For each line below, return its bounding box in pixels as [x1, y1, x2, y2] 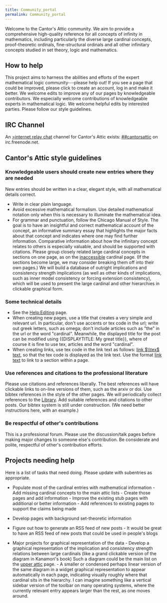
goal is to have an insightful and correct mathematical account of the [12, 222, 154, 228]
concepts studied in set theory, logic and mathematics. [5, 47, 118, 53]
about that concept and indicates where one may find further [12, 233, 138, 239]
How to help [5, 61, 43, 70]
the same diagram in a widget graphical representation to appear [12, 566, 146, 572]
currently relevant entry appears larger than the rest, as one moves [12, 588, 151, 594]
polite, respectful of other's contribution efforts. [5, 442, 103, 448]
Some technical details [5, 298, 62, 305]
